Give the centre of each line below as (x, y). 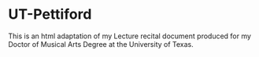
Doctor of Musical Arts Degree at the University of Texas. (101, 44)
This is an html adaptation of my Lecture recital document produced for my (130, 36)
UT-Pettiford (50, 14)
